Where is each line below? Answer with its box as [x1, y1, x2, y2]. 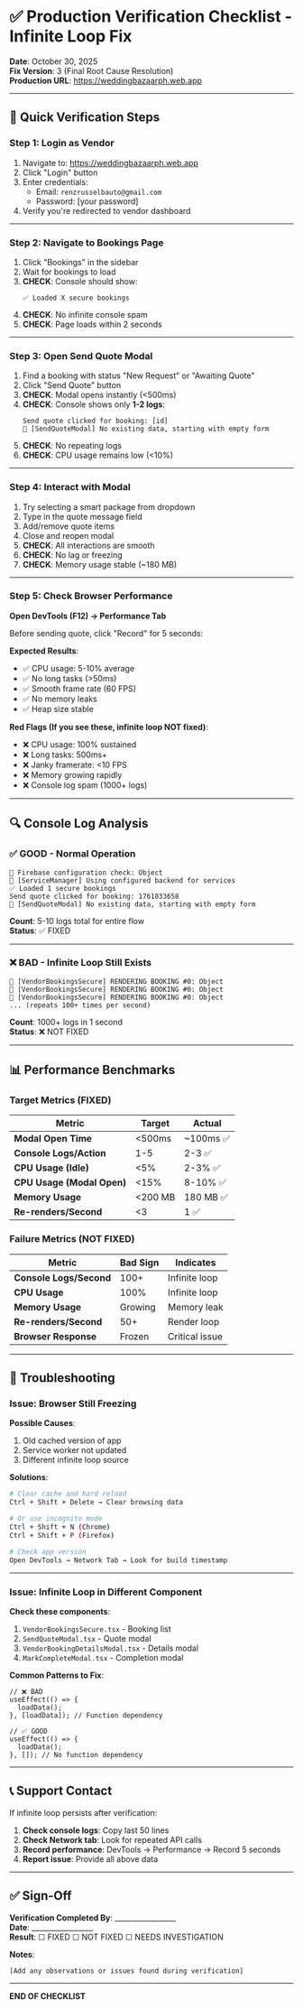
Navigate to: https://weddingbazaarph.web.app [22, 157, 198, 168]
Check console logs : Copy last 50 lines [22, 1825, 170, 1836]
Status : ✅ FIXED [9, 925, 71, 936]
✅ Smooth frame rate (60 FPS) [22, 683, 137, 694]
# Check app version [9, 1547, 87, 1556]
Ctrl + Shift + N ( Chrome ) [9, 1523, 111, 1532]
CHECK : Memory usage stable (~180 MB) [22, 559, 178, 569]
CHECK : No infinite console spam [22, 309, 148, 319]
